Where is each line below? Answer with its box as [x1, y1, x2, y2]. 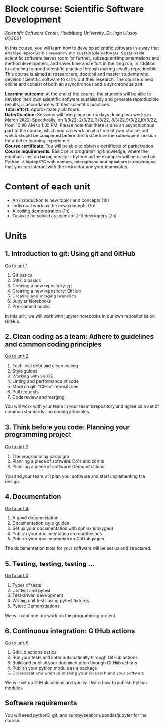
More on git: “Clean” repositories [12, 383, 79, 389]
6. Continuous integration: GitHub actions [5, 627, 135, 635]
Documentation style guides [12, 520, 70, 526]
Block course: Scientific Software [5, 3, 144, 15]
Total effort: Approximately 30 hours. [5, 107, 81, 112]
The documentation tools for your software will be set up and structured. [5, 545, 152, 551]
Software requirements [5, 699, 77, 707]
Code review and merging [12, 394, 65, 400]
